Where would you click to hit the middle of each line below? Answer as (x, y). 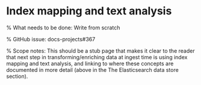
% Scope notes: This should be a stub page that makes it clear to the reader (100, 51)
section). (17, 76)
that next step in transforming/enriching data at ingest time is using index (97, 57)
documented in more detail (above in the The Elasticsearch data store (92, 69)
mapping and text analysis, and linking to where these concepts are (90, 63)
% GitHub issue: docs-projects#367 (51, 39)
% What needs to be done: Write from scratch (63, 28)
